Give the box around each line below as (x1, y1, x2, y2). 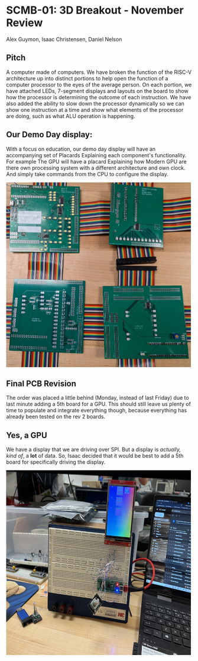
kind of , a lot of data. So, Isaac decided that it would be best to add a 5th (6, 452, 184, 459)
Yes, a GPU (6, 430, 47, 440)
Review (6, 16, 43, 30)
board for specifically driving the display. (6, 459, 106, 466)
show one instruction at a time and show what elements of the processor (6, 106, 184, 113)
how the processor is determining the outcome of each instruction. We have (6, 93, 191, 101)
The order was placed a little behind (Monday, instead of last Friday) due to (6, 394, 189, 401)
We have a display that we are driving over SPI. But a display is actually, (6, 446, 181, 453)
